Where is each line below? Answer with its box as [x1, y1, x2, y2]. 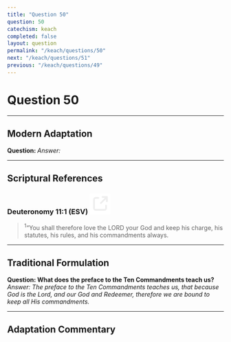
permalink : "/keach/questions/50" [7, 47, 107, 54]
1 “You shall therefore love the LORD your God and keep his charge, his [23, 223, 223, 231]
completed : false [7, 33, 57, 40]
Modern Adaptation [7, 128, 93, 140]
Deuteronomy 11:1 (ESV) [7, 207, 88, 216]
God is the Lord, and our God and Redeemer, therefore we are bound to [7, 290, 210, 298]
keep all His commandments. [7, 297, 90, 306]
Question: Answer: [7, 146, 60, 155]
